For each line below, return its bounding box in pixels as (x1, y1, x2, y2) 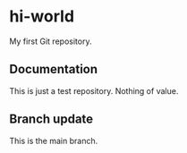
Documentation (9, 62, 98, 77)
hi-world (9, 6, 74, 27)
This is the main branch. (9, 135, 98, 146)
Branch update (9, 112, 94, 127)
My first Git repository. (9, 36, 92, 47)
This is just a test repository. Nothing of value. (9, 85, 179, 96)
